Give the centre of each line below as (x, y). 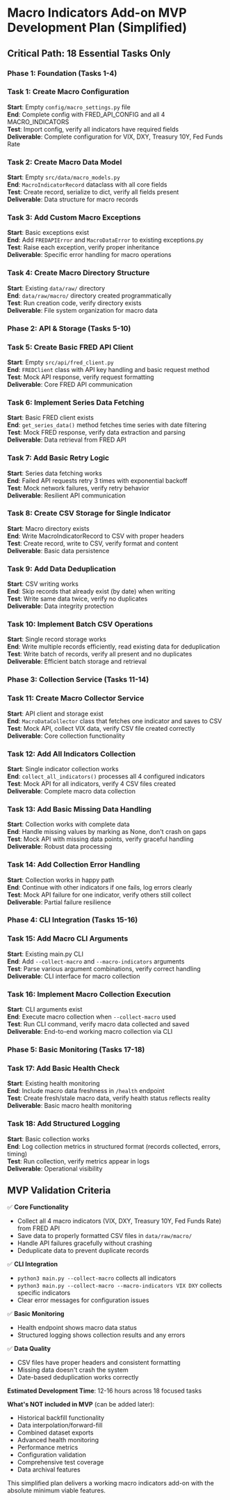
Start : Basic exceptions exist (48, 233)
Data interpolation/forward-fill (60, 1425)
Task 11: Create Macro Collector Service (76, 698)
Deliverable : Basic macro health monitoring (69, 1106)
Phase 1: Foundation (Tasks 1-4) (62, 73)
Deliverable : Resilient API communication (67, 495)
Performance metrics (48, 1448)
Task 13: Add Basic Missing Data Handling (79, 809)
